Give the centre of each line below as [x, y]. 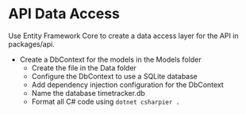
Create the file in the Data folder [84, 67]
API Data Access [64, 14]
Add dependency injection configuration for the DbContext [127, 85]
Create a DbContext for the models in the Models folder [110, 59]
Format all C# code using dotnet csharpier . [106, 101]
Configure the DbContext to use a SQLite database [115, 76]
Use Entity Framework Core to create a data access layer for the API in [124, 36]
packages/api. [32, 44]
